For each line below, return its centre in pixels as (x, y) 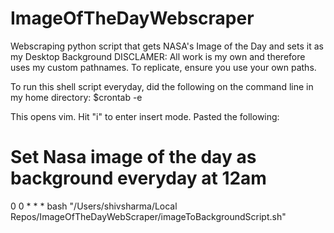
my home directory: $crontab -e (76, 97)
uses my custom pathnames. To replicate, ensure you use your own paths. (163, 67)
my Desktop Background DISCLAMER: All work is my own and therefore (158, 56)
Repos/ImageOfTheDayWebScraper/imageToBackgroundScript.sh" (148, 216)
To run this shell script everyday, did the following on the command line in (162, 86)
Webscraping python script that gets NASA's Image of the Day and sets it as (167, 46)
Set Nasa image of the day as (133, 157)
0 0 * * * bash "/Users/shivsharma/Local (94, 206)
